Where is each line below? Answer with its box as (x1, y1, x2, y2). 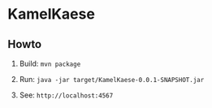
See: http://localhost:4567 (19, 90, 114, 100)
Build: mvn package (19, 58, 81, 68)
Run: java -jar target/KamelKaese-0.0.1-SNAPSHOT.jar (19, 75, 205, 84)
